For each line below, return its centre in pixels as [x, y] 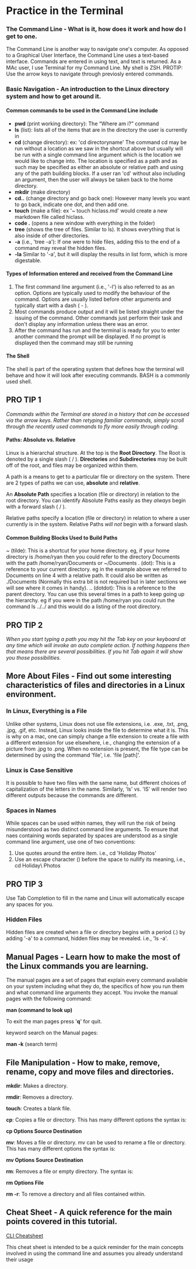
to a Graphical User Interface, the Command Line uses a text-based [87, 55]
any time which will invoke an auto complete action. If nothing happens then [98, 646]
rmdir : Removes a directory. [40, 1097]
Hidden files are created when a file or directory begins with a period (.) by [96, 932]
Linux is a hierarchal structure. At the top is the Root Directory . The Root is [96, 453]
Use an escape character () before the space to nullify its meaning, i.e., [100, 859]
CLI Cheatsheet [25, 1236]
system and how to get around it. [54, 97]
